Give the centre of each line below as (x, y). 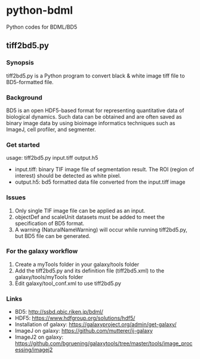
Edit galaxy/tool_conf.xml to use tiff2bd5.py (68, 283)
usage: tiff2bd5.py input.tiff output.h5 (52, 158)
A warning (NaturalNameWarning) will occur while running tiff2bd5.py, (101, 230)
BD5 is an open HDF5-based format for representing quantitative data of (95, 110)
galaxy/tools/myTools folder (49, 277)
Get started (23, 145)
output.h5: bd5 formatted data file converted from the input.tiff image (100, 182)
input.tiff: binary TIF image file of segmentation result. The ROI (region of (104, 169)
